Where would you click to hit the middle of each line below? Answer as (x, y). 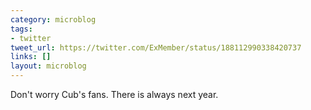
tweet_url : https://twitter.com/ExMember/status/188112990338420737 (156, 47)
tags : (21, 29)
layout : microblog (48, 66)
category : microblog (53, 19)
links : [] (31, 57)
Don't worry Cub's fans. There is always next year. (114, 94)
